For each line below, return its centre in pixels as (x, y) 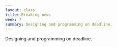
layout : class (20, 10)
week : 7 (13, 19)
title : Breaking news (28, 15)
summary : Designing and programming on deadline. (59, 24)
